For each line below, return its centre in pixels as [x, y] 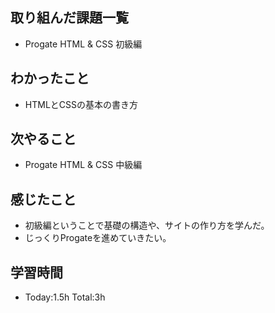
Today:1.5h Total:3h [65, 297]
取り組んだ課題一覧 [69, 18]
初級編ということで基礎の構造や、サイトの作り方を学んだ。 [147, 225]
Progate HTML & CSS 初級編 [83, 44]
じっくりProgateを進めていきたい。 [98, 238]
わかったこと [50, 78]
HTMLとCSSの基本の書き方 [81, 104]
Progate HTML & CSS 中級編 [83, 165]
